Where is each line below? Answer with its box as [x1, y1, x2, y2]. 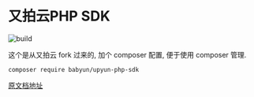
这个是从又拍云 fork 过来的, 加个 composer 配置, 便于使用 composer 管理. [8, 50, 247, 59]
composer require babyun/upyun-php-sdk [8, 65, 140, 73]
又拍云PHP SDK [8, 7, 110, 25]
